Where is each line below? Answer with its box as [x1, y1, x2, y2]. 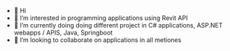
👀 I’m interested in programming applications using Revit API [13, 14, 188, 22]
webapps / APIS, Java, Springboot [13, 28, 113, 37]
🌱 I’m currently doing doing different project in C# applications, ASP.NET [13, 21, 223, 29]
